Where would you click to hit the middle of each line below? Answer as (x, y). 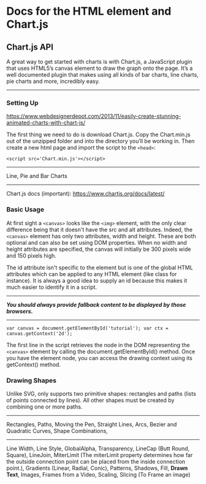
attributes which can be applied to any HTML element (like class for (92, 274)
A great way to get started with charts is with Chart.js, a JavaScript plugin (99, 62)
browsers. (20, 311)
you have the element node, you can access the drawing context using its (100, 358)
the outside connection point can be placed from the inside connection (96, 461)
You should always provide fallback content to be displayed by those (96, 304)
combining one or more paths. (44, 407)
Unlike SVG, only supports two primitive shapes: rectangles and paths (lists (101, 393)
